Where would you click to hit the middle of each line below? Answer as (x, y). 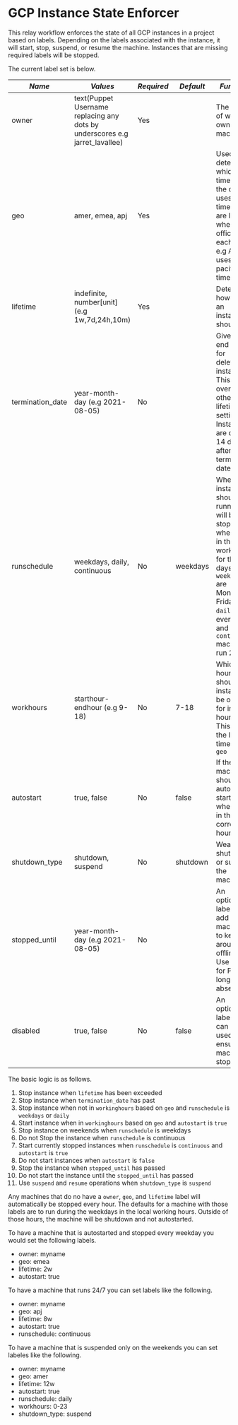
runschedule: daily (45, 1399)
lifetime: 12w (36, 1383)
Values (102, 86)
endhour (88, 707)
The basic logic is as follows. (50, 1079)
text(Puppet (94, 98)
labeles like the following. (45, 1355)
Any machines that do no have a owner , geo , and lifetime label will (104, 1196)
